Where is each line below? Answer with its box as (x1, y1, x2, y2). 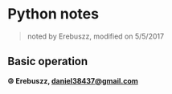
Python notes (7, 5, 100, 23)
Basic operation (7, 55, 88, 68)
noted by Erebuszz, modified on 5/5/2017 (27, 31, 165, 41)
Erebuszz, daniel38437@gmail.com (15, 76, 138, 85)
